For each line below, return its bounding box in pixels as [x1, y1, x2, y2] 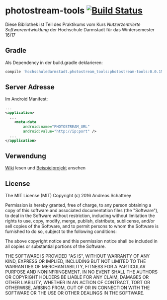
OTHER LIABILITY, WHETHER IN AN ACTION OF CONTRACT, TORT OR [5, 280, 150, 286]
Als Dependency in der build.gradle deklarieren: [5, 60, 103, 66]
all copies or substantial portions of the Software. [5, 243, 106, 249]
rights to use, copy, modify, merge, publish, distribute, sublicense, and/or [5, 218, 155, 224]
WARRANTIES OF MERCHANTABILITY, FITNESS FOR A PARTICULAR [5, 264, 146, 270]
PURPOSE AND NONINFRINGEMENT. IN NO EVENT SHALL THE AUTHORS [5, 269, 158, 275]
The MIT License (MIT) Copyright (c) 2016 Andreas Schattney [5, 193, 132, 199]
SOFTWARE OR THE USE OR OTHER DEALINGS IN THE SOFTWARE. [5, 290, 145, 296]
